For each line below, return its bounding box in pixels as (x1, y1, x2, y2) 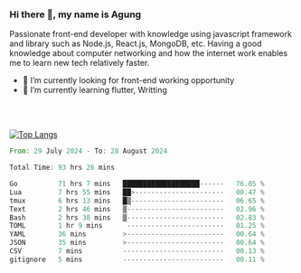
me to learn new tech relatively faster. (9, 58, 150, 69)
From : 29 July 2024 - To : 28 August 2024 (9, 146, 168, 156)
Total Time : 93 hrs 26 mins (9, 163, 116, 173)
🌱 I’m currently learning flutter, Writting (22, 85, 167, 96)
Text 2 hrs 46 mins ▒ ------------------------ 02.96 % (9, 204, 265, 213)
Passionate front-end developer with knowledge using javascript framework (9, 29, 292, 40)
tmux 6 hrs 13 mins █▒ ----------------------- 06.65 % (9, 196, 265, 205)
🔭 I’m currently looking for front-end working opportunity (22, 75, 235, 86)
